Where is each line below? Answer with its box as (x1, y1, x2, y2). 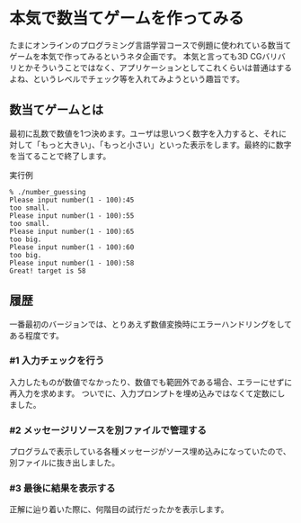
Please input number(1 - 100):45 (9, 195, 135, 204)
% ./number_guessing (9, 187, 87, 196)
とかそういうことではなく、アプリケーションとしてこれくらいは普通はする (16, 62, 292, 73)
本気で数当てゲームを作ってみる (9, 8, 244, 29)
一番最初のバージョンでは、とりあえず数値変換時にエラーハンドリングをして (9, 319, 293, 329)
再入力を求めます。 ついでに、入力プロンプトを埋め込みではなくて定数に (9, 388, 278, 399)
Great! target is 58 (9, 266, 87, 275)
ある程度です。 (9, 329, 65, 340)
